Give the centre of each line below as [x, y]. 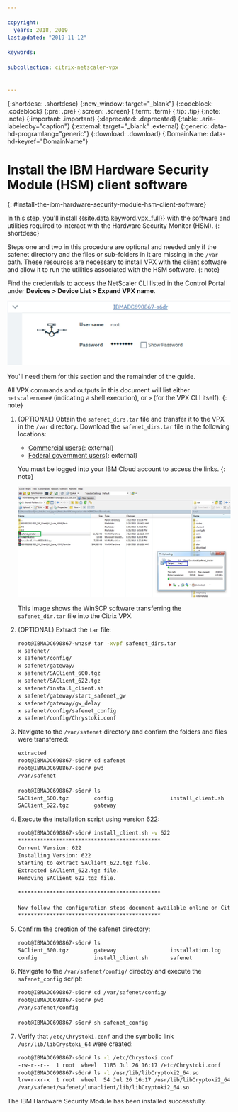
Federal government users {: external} [83, 455]
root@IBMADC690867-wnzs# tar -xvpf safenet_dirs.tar [97, 643]
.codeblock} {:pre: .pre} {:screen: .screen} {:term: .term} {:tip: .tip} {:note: [114, 111]
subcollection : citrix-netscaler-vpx [63, 67]
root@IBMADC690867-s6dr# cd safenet [72, 761]
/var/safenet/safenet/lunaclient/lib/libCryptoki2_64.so [103, 1088]
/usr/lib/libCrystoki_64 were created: [75, 1044]
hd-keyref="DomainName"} [48, 141]
